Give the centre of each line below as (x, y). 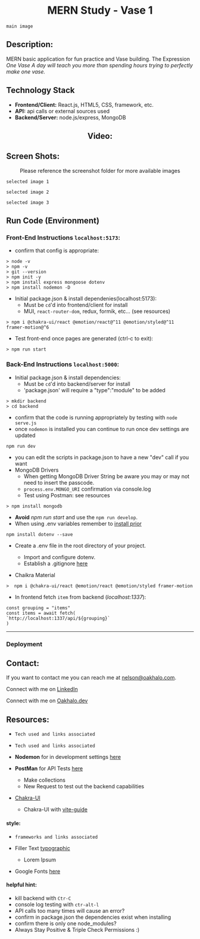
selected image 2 (28, 192)
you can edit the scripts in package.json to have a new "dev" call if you (102, 457)
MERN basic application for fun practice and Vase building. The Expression (98, 59)
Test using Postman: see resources (67, 495)
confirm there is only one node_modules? (66, 923)
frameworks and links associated (56, 837)
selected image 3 (28, 202)
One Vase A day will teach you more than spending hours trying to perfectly (100, 65)
